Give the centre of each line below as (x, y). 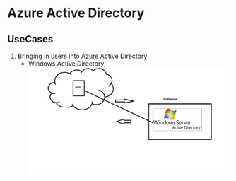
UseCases (30, 39)
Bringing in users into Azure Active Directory (82, 56)
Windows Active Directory (66, 64)
